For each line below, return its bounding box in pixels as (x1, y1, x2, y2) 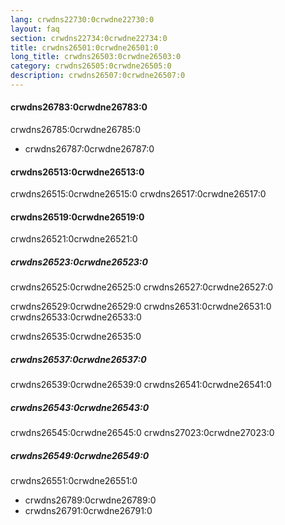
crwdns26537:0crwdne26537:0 (10, 354, 147, 366)
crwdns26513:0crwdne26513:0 (10, 166, 145, 178)
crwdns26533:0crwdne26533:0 (10, 311, 142, 323)
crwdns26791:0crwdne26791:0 (24, 505, 153, 517)
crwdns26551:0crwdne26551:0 (10, 475, 138, 487)
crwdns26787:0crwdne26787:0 (24, 143, 155, 155)
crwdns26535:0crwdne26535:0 (10, 331, 142, 343)
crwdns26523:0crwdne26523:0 (10, 256, 148, 268)
